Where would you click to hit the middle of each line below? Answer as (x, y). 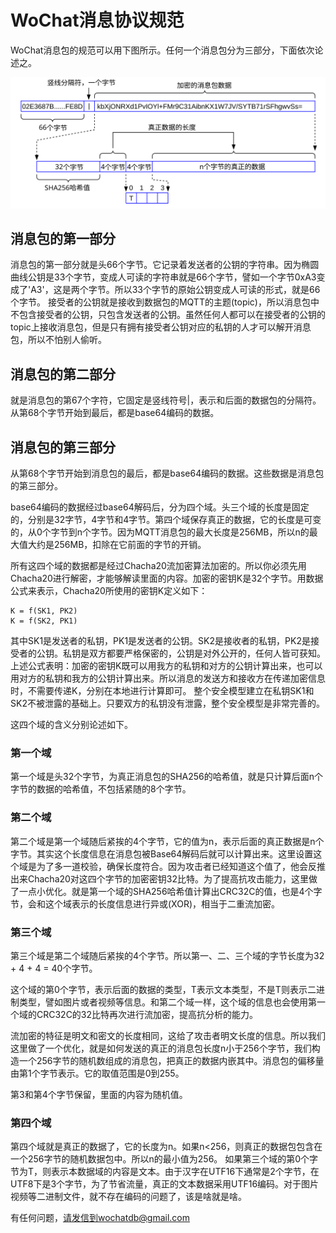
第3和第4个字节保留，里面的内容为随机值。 (99, 1094)
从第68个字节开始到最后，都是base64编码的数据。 (115, 413)
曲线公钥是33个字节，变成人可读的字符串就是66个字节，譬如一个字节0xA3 (163, 277)
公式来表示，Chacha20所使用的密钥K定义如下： (109, 591)
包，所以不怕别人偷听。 (58, 340)
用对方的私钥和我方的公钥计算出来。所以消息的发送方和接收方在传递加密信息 (168, 678)
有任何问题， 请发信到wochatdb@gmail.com (100, 1218)
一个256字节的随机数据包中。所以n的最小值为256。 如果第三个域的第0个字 (164, 1159)
